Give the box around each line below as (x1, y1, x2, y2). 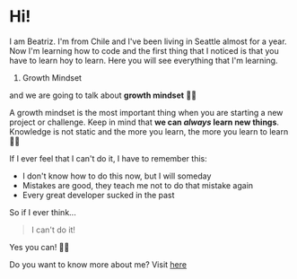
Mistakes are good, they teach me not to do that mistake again (22, 179, 254, 190)
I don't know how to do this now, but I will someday (22, 170, 212, 181)
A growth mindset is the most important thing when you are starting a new (9, 107, 284, 118)
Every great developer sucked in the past (22, 189, 175, 200)
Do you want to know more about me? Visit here (9, 258, 187, 270)
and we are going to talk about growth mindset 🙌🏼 (9, 90, 197, 100)
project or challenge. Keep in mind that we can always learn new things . (9, 117, 280, 127)
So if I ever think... (9, 206, 76, 217)
